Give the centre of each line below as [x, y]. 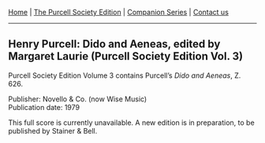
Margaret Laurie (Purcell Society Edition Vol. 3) [126, 56]
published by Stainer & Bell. [53, 130]
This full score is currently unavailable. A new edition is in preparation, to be [131, 123]
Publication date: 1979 [44, 107]
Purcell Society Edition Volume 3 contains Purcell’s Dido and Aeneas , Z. [125, 75]
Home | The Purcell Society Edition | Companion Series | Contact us [118, 12]
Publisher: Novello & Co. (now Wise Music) [78, 99]
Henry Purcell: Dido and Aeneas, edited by [114, 44]
